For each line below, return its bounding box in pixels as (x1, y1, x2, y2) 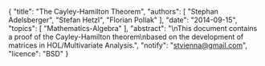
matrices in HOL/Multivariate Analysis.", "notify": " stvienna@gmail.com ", (8, 41, 247, 50)
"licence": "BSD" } (8, 49, 69, 58)
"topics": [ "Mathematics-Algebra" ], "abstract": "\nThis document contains (8, 24, 258, 33)
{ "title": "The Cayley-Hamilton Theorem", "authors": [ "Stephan (8, 7, 219, 16)
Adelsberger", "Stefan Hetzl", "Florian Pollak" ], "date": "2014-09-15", (8, 15, 238, 25)
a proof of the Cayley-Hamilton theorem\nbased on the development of (8, 32, 244, 41)
